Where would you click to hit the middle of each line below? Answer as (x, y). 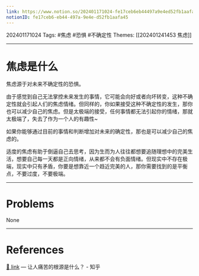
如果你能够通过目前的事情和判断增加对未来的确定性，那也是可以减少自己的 (97, 132)
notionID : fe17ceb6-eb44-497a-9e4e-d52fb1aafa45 (67, 17)
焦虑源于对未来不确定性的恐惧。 (45, 84)
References (35, 250)
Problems (30, 204)
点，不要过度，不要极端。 (37, 174)
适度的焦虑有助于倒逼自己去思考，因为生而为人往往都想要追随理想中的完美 (97, 151)
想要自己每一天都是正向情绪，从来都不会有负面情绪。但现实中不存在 (99, 159)
